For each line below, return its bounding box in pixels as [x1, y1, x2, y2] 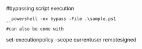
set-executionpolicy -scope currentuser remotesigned [6, 36, 137, 43]
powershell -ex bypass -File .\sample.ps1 [11, 16, 116, 22]
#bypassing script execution [6, 5, 75, 12]
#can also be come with [6, 26, 64, 32]
